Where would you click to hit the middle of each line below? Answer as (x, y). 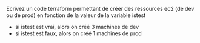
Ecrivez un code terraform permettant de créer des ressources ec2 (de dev (100, 9)
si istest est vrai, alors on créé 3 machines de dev (77, 27)
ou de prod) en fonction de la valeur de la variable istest (76, 15)
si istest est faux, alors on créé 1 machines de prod (78, 33)
